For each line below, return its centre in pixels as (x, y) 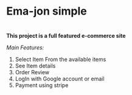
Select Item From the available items (61, 60)
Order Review (32, 72)
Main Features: (25, 47)
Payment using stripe (42, 85)
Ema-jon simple (47, 11)
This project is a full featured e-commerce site (66, 36)
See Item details (35, 66)
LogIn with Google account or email (60, 79)
